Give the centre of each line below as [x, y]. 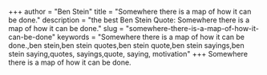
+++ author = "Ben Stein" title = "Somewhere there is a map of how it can [130, 12]
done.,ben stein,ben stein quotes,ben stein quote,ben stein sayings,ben [126, 45]
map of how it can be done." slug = [66, 28]
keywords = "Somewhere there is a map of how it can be [151, 37]
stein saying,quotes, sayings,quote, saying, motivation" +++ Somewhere [128, 54]
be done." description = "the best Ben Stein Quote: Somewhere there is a [129, 20]
